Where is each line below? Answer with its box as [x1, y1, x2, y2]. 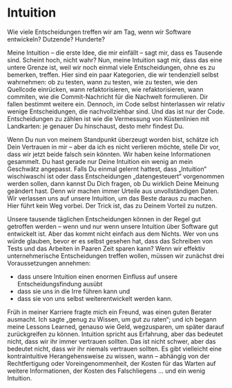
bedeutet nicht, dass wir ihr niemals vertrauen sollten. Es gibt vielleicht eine [7, 344, 222, 353]
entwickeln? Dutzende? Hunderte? [7, 35, 106, 43]
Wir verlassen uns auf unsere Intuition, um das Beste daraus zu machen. [7, 194, 213, 202]
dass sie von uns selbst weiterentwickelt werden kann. [17, 294, 173, 302]
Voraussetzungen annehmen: [7, 259, 91, 267]
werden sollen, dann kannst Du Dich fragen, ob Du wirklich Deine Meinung [7, 179, 220, 187]
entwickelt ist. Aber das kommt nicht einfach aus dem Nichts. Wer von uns [7, 230, 219, 238]
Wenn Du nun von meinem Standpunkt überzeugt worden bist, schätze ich [7, 135, 219, 143]
